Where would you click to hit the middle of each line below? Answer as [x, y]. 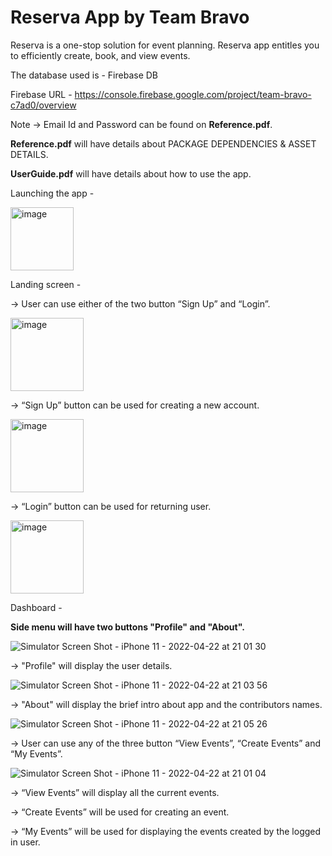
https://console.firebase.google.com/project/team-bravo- [193, 94]
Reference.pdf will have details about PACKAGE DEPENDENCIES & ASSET [163, 143]
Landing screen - [46, 284]
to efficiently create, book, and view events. [100, 55]
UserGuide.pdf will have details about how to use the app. [131, 173]
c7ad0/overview [43, 105]
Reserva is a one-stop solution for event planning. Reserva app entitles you [165, 45]
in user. [25, 842]
